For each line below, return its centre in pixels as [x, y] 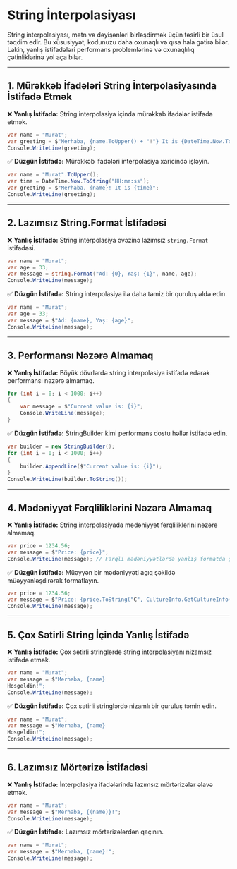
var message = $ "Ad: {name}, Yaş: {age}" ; [71, 320]
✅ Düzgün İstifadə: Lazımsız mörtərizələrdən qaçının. [86, 832]
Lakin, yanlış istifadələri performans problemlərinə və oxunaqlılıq [101, 49]
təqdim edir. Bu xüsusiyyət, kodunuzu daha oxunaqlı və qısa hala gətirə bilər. [118, 42]
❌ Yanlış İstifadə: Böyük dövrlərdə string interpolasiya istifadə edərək [109, 372]
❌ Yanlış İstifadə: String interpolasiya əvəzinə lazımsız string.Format [108, 240]
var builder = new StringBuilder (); [61, 446]
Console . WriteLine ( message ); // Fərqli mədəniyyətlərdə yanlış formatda [116, 559]
